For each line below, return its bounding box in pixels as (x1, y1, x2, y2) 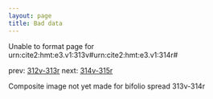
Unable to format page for (8, 41, 95, 51)
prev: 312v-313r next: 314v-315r (8, 65, 113, 75)
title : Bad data (8, 19, 63, 27)
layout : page (8, 11, 52, 20)
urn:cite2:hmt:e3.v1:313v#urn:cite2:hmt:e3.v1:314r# (8, 50, 178, 60)
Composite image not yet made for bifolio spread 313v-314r (8, 81, 206, 91)
